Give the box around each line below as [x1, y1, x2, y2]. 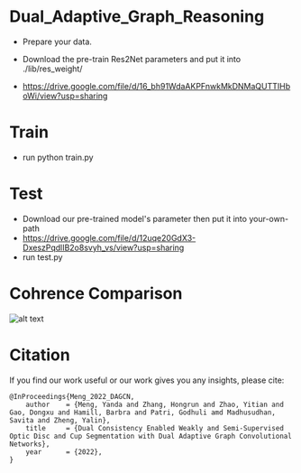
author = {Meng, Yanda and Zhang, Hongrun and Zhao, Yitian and [25, 400, 284, 409]
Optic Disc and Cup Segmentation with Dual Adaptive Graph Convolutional [9, 431, 293, 441]
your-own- [249, 213, 289, 224]
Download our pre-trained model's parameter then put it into [22, 213, 248, 224]
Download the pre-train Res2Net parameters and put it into [22, 53, 242, 64]
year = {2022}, [25, 447, 103, 457]
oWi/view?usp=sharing [22, 90, 108, 101]
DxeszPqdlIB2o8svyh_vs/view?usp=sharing [22, 242, 185, 253]
